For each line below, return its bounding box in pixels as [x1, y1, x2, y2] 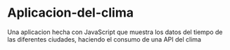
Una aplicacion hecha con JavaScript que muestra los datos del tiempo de [7, 28, 223, 36]
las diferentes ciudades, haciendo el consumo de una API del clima [7, 35, 202, 43]
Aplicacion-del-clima [7, 5, 134, 21]
